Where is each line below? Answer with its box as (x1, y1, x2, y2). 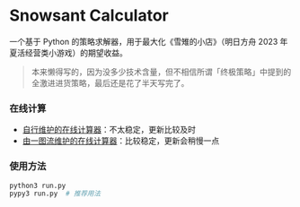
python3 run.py (9, 181, 66, 190)
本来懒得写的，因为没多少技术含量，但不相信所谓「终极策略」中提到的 (31, 66, 292, 77)
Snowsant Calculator (9, 5, 169, 26)
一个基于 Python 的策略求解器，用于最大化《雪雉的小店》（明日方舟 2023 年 (9, 36, 288, 47)
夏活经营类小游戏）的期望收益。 (9, 47, 128, 58)
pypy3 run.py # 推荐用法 (9, 189, 101, 198)
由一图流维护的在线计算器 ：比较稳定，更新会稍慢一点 (22, 135, 220, 146)
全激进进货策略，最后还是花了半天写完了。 (31, 77, 190, 88)
